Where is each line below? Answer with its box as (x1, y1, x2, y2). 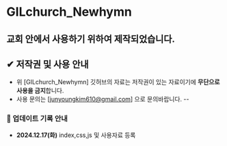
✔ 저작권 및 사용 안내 (6, 58, 90, 70)
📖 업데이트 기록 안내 (6, 114, 68, 123)
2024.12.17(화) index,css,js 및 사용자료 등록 (16, 131, 136, 139)
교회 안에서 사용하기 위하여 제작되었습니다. (6, 33, 175, 45)
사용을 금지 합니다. (16, 86, 64, 95)
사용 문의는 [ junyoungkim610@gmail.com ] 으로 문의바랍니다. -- (16, 95, 189, 104)
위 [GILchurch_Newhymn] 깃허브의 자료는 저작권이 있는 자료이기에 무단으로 (16, 78, 220, 86)
